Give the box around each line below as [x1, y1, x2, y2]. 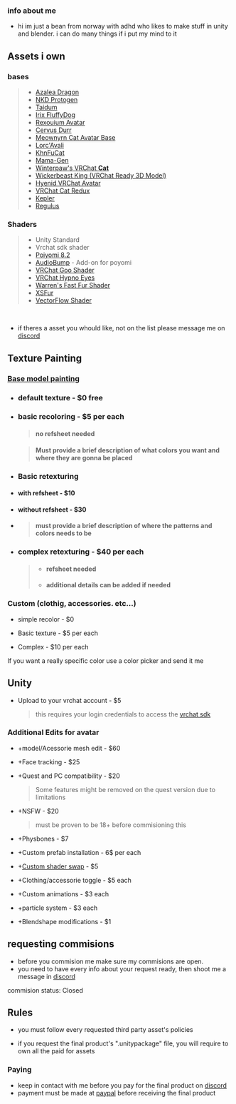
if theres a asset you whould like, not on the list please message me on [17, 324, 225, 333]
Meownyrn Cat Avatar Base [35, 133, 116, 141]
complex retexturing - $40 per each [17, 547, 144, 557]
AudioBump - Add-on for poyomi [35, 258, 132, 267]
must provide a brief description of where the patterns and [35, 522, 213, 530]
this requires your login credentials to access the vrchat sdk [35, 709, 211, 719]
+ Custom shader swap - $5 [17, 862, 99, 871]
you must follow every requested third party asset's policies [17, 1025, 193, 1034]
